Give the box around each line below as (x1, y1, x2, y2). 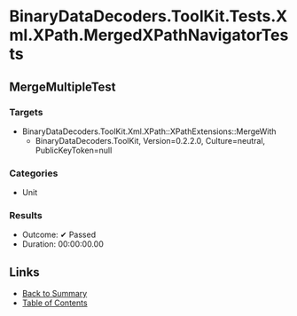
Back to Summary (21, 288, 88, 299)
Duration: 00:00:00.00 (21, 239, 104, 249)
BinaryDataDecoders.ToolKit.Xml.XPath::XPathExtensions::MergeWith (21, 126, 277, 137)
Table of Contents (21, 297, 88, 308)
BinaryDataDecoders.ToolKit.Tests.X (9, 6, 288, 27)
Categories (9, 167, 59, 179)
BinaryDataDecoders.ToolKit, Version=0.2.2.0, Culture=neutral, (35, 135, 266, 146)
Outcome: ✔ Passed (21, 229, 96, 241)
